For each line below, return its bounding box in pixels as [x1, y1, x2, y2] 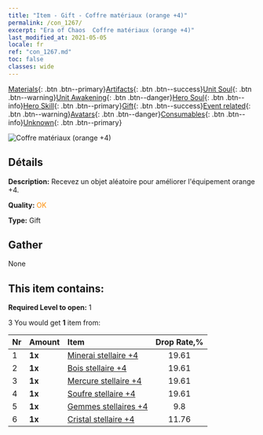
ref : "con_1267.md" [8, 48, 72, 56]
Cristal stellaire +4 [67, 414, 135, 425]
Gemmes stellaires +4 [67, 401, 148, 412]
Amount [28, 337, 60, 348]
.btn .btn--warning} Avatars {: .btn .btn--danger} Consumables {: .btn [8, 109, 225, 119]
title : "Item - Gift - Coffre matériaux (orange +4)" [8, 11, 188, 20]
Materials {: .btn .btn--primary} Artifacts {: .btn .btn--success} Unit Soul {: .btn [8, 84, 253, 94]
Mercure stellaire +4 [67, 375, 142, 386]
